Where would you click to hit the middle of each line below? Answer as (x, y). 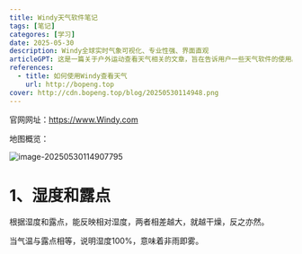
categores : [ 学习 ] (42, 34)
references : (31, 68)
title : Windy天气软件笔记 (54, 18)
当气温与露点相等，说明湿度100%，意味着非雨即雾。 (107, 241)
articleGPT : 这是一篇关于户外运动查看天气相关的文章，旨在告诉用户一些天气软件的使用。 (154, 59)
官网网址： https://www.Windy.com (74, 119)
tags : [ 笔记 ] (32, 26)
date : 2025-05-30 (42, 43)
